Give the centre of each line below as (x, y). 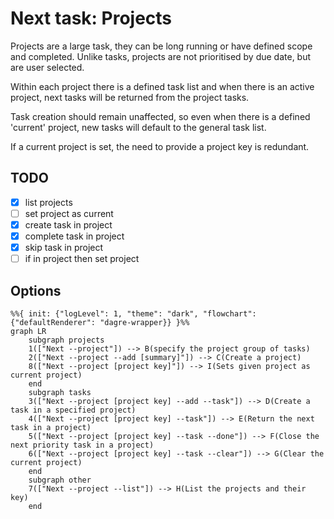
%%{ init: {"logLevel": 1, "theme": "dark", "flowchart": (133, 313)
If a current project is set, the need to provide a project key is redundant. (160, 146)
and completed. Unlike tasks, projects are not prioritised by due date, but (161, 56)
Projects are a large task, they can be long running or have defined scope (161, 46)
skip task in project (64, 247)
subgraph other (60, 480)
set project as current (69, 213)
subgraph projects (66, 340)
